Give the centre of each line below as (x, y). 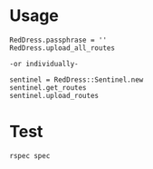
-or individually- (44, 64)
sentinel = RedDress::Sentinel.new (76, 80)
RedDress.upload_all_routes (62, 48)
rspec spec (30, 155)
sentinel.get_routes (48, 87)
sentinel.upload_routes (54, 95)
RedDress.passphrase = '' (58, 40)
